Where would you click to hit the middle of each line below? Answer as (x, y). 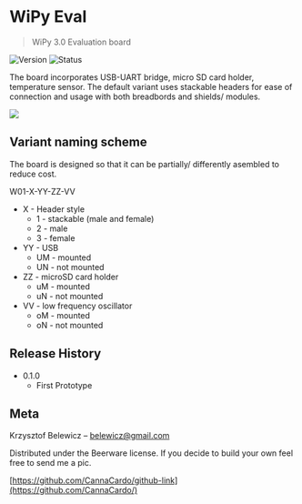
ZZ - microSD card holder (70, 277)
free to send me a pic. (50, 463)
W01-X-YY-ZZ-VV (42, 191)
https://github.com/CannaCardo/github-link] (95, 480)
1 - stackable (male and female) (95, 218)
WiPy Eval (48, 17)
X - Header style (53, 209)
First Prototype (64, 385)
